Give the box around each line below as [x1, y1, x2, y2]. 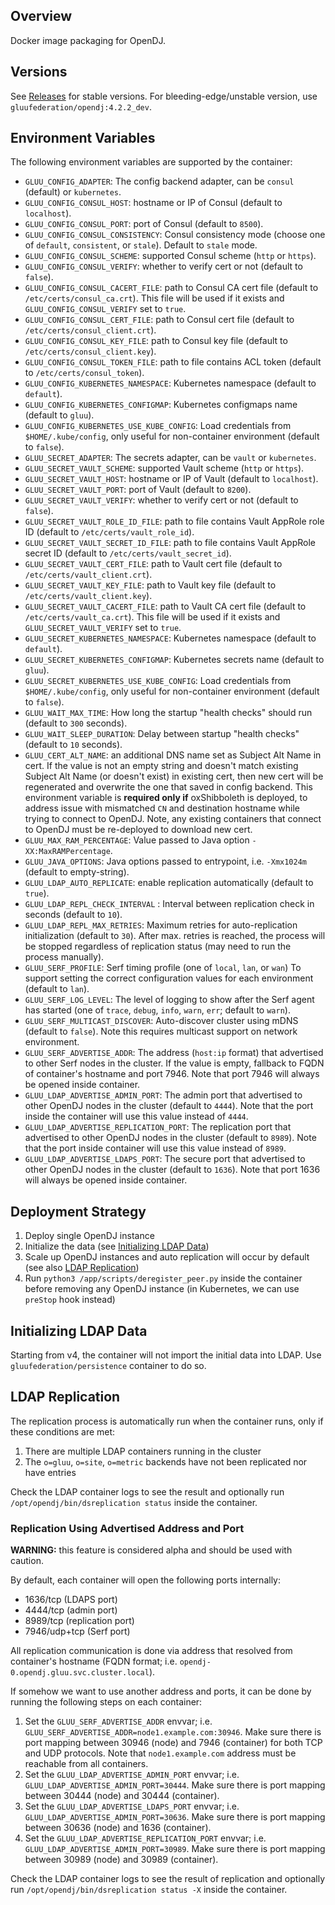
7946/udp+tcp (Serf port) [24, 1625, 131, 1638]
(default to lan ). [24, 983, 90, 995]
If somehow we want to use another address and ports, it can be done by [10, 1685, 312, 1698]
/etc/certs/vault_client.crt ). [24, 569, 153, 581]
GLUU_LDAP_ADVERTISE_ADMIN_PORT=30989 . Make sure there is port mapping [24, 1843, 326, 1855]
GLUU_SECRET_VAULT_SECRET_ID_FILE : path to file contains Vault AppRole [24, 537, 316, 549]
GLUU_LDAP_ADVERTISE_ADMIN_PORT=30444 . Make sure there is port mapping [24, 1779, 326, 1791]
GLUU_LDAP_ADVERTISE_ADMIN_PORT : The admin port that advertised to [24, 1089, 303, 1101]
